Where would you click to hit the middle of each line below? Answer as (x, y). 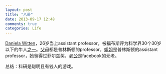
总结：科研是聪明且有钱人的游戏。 (40, 66)
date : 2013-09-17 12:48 (30, 19)
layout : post (19, 10)
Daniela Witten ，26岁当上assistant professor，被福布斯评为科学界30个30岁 (83, 43)
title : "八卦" (19, 14)
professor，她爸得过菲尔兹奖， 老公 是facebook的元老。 (62, 56)
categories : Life (23, 28)
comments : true (21, 24)
